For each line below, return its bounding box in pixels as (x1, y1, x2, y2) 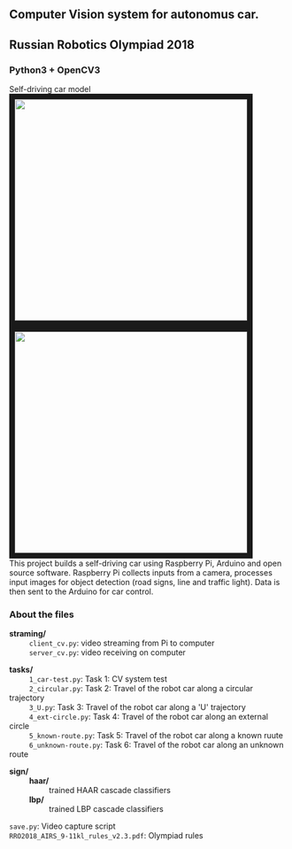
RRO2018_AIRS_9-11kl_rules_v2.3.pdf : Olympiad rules (9, 830, 204, 841)
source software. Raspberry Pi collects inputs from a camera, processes (9, 567, 273, 578)
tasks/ (9, 664, 34, 675)
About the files (9, 608, 74, 621)
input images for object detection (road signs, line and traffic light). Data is (9, 577, 280, 588)
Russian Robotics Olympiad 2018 (9, 37, 195, 52)
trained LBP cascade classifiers (48, 804, 164, 814)
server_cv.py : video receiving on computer (28, 647, 186, 658)
